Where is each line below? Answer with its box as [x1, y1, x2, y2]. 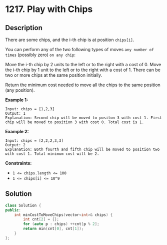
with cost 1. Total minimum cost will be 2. [5, 151, 99, 156]
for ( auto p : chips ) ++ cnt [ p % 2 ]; [23, 221, 99, 226]
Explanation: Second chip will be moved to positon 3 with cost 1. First [5, 115, 162, 120]
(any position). [5, 87, 35, 93]
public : [5, 207, 21, 212]
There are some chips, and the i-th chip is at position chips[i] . [5, 37, 134, 43]
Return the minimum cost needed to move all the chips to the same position [5, 82, 161, 88]
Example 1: [5, 97, 28, 103]
